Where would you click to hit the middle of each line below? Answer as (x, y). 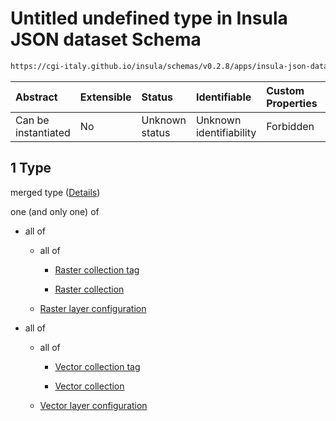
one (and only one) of (55, 211)
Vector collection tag (97, 366)
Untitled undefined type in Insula (149, 18)
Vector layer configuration (93, 405)
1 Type (31, 168)
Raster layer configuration (93, 308)
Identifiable (223, 97)
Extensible (105, 97)
